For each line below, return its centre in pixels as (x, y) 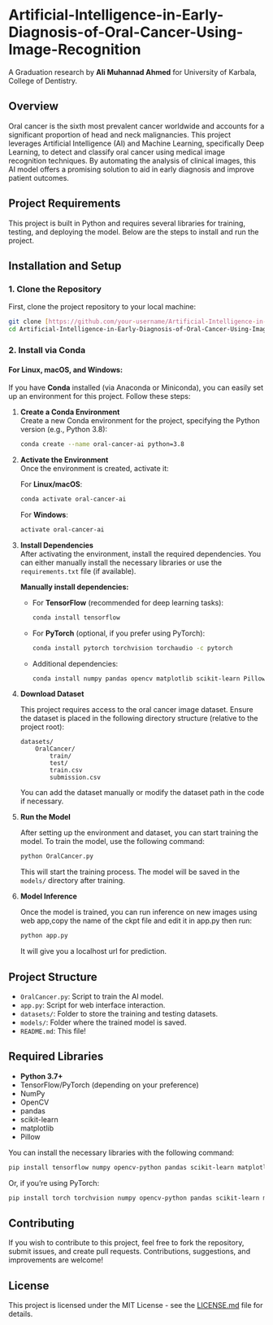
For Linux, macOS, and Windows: (66, 370)
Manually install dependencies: (74, 587)
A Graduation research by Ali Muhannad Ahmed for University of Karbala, (133, 72)
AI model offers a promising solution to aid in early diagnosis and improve (131, 169)
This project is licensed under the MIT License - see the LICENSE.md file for (136, 1305)
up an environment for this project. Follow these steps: (100, 396)
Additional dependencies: (75, 663)
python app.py (44, 936)
